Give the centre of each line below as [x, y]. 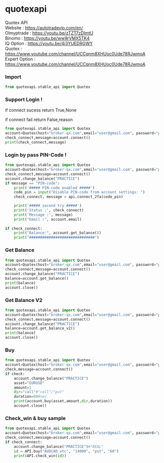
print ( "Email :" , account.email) [48, 219]
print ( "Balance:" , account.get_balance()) [58, 233]
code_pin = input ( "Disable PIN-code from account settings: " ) [80, 192]
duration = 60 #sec [31, 397]
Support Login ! [24, 100]
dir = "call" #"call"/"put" [39, 392]
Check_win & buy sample [35, 418]
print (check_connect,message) [36, 142]
